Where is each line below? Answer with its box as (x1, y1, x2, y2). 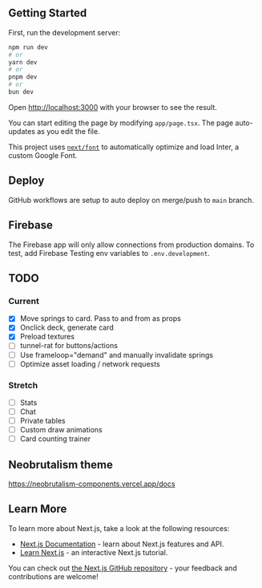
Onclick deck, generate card (19, 322, 115, 332)
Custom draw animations (19, 425, 103, 435)
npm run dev (8, 43, 48, 51)
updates (8, 126, 36, 136)
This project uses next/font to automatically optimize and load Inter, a (8, 142, 240, 152)
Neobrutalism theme (8, 457, 114, 472)
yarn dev (8, 58, 38, 67)
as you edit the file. (37, 126, 100, 136)
